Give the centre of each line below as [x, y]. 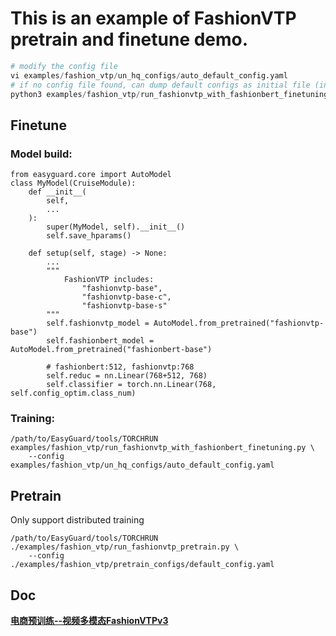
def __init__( [57, 192]
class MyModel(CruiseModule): [73, 183]
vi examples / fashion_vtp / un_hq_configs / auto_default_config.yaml [149, 75]
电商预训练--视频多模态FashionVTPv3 [89, 621]
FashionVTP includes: [109, 280]
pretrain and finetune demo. [129, 39]
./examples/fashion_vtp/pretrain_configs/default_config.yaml [142, 565]
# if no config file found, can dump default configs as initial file [160, 85]
